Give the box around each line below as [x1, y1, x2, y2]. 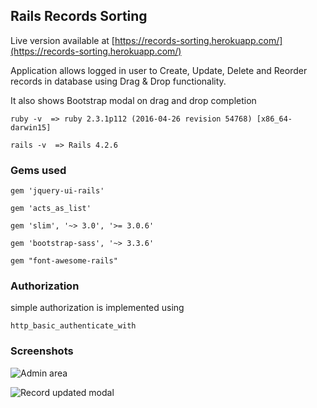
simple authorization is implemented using [10, 302, 185, 314]
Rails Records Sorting [10, 8, 148, 25]
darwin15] [10, 122, 52, 133]
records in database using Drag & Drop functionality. [10, 75, 227, 87]
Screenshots [10, 344, 74, 358]
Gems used [10, 163, 67, 177]
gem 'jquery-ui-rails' [10, 186, 105, 196]
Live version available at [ [10, 34, 115, 46]
